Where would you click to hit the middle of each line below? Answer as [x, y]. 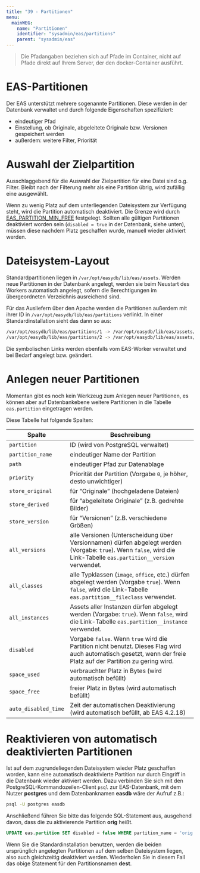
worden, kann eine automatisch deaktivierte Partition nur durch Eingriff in [96, 775]
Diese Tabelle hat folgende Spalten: [50, 420]
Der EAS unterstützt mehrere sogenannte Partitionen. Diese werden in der [97, 103]
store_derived [29, 504]
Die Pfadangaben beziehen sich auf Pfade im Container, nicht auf [101, 56]
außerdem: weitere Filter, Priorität [56, 140]
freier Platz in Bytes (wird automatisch [123, 688]
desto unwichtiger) [96, 481]
